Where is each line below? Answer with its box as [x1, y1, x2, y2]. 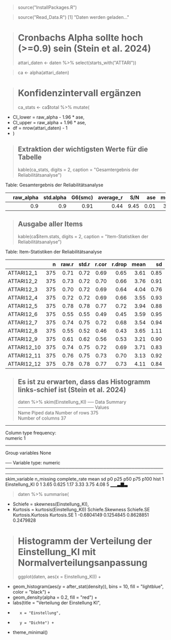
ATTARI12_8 [8, 327, 38, 334]
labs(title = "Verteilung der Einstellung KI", [12, 600, 101, 606]
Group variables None [5, 450, 51, 456]
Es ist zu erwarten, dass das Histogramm [17, 377, 151, 386]
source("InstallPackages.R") [17, 5, 77, 10]
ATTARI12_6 [8, 311, 38, 318]
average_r [98, 193, 123, 201]
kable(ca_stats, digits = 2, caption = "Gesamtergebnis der [17, 166, 139, 173]
